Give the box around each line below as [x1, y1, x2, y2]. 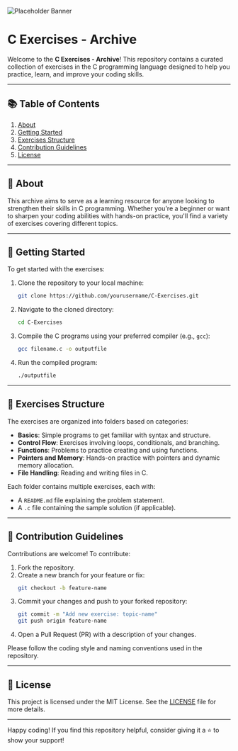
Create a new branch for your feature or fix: [17, 570, 145, 579]
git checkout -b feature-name [17, 585, 108, 592]
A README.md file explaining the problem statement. [17, 496, 165, 504]
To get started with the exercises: [7, 265, 105, 273]
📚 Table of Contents [7, 98, 101, 110]
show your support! [7, 735, 64, 744]
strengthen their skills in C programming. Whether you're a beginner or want [7, 204, 230, 213]
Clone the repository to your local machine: [17, 278, 144, 287]
